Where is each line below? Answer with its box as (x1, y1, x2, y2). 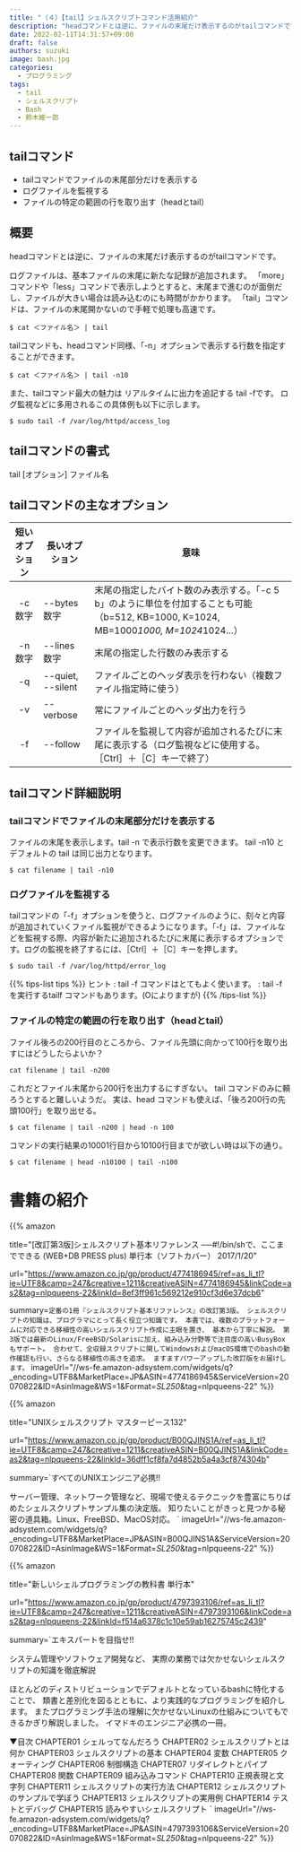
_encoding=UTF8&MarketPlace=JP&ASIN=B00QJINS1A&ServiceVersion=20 (9, 1533, 291, 1543)
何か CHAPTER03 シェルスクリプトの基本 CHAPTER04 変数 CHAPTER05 (9, 1747, 279, 1758)
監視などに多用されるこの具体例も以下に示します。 (16, 398, 205, 409)
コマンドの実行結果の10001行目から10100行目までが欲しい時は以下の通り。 (9, 1140, 288, 1151)
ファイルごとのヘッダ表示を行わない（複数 (93, 669, 274, 682)
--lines (43, 639, 75, 652)
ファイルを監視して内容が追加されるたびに (93, 726, 274, 738)
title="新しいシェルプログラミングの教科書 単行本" (9, 1578, 195, 1589)
